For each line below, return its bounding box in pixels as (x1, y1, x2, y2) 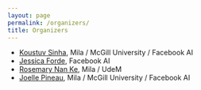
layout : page (7, 11, 51, 20)
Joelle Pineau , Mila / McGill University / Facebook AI (18, 73, 191, 83)
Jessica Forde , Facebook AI (18, 56, 110, 66)
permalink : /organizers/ (7, 19, 90, 27)
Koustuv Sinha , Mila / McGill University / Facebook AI (18, 48, 194, 58)
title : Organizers (7, 26, 68, 34)
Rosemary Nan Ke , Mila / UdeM (18, 65, 122, 74)
